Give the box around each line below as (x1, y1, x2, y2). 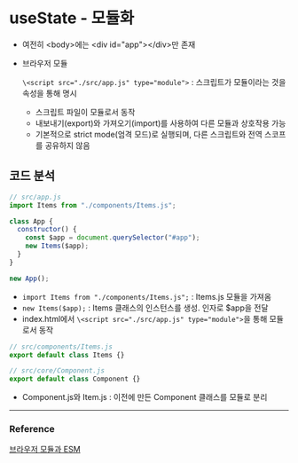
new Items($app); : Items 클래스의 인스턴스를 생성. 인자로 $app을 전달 (21, 302, 269, 313)
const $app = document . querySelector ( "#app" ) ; (25, 233, 200, 242)
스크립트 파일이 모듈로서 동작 (35, 106, 136, 117)
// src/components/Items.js (9, 342, 114, 351)
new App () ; (9, 274, 50, 283)
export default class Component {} (9, 374, 141, 384)
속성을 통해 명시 (21, 88, 77, 98)
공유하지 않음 (44, 139, 90, 151)
